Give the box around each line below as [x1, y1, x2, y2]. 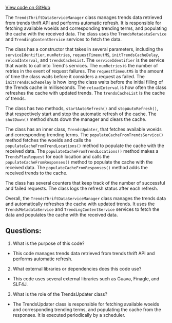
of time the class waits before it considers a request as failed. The [5, 74, 145, 79]
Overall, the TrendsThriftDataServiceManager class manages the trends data [5, 195, 166, 201]
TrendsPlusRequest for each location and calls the [5, 154, 110, 159]
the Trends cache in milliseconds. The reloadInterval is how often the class [5, 84, 167, 91]
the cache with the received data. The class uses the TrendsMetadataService [5, 31, 167, 37]
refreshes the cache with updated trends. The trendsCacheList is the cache [5, 90, 165, 96]
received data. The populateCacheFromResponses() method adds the [5, 165, 148, 170]
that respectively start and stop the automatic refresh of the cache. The [5, 111, 157, 117]
